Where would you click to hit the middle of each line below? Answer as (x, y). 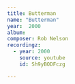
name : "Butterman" (33, 20)
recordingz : (24, 45)
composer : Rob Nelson (38, 39)
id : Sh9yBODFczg (43, 64)
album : (16, 32)
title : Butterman (32, 13)
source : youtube (43, 58)
